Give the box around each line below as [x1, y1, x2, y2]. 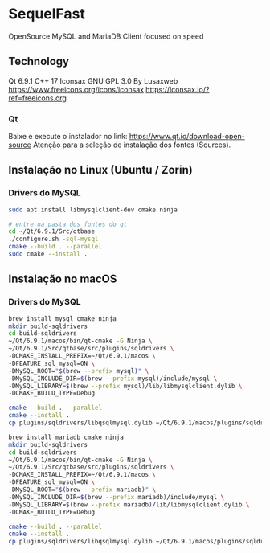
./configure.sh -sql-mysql [8, 235, 99, 244]
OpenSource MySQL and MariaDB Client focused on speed [8, 31, 204, 41]
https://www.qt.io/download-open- [129, 132, 245, 141]
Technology [8, 55, 70, 68]
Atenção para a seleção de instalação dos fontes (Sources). [33, 140, 231, 150]
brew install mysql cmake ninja [8, 314, 117, 322]
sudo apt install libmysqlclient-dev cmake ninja [8, 206, 178, 214]
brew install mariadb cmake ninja [8, 433, 125, 441]
